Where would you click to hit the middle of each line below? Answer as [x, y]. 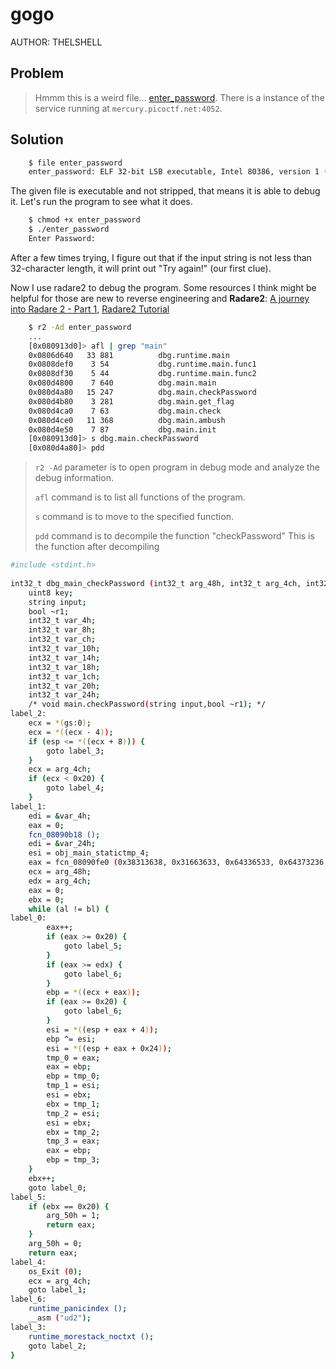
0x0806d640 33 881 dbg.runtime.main [129, 355]
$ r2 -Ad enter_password [80, 327]
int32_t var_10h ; [64, 649]
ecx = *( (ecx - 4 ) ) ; [71, 732]
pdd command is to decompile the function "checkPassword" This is [174, 536]
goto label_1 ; [57, 1290]
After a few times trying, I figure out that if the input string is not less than [161, 257]
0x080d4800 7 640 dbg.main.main [122, 383]
